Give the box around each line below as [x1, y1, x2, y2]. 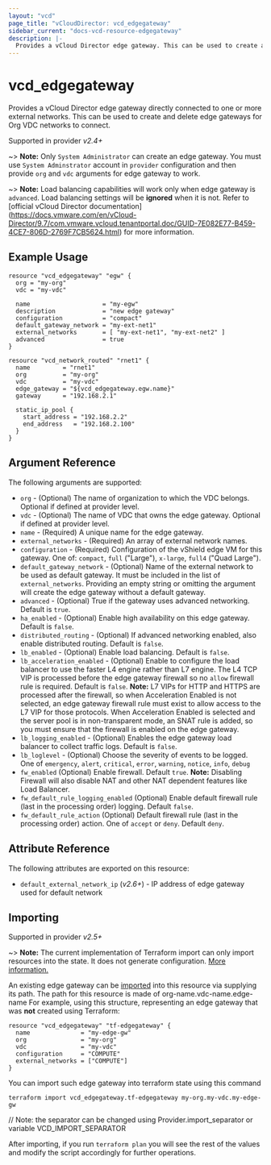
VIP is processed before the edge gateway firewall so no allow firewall [19, 672, 254, 682]
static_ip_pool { [15, 406, 74, 414]
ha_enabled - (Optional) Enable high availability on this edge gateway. [19, 613, 250, 622]
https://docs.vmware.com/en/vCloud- [10, 210, 137, 220]
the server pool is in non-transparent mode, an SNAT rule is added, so [19, 715, 253, 726]
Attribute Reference [8, 842, 110, 855]
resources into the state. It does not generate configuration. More [8, 956, 226, 966]
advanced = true [15, 335, 125, 343]
